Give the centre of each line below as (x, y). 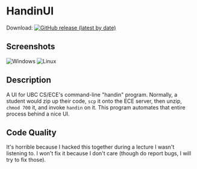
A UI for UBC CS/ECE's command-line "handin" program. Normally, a (92, 94)
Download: (20, 28)
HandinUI (30, 11)
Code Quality (31, 133)
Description (29, 80)
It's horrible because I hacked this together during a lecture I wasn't (90, 147)
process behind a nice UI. (38, 114)
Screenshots (31, 47)
